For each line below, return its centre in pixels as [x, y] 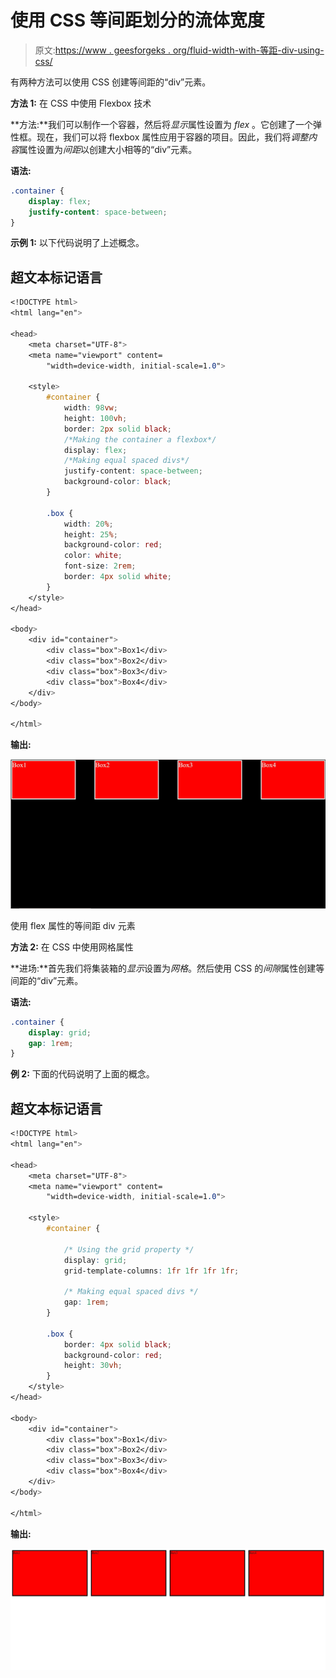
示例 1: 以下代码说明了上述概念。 [77, 243]
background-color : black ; [117, 482]
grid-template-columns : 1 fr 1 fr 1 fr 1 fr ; [151, 1271]
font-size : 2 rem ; [100, 566]
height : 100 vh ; [95, 418]
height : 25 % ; [90, 534]
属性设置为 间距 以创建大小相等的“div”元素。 [108, 149]
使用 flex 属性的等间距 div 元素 [73, 925]
